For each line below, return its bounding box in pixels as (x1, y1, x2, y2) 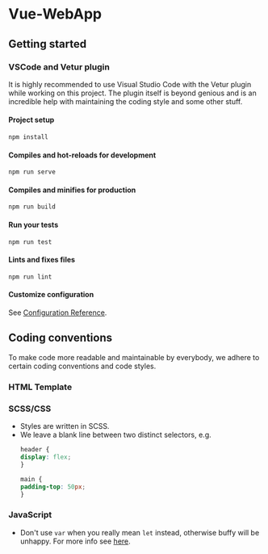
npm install (8, 133, 48, 141)
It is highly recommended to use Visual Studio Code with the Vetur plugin (8, 79, 252, 89)
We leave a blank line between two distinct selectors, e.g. (19, 430, 211, 440)
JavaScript (8, 510, 52, 521)
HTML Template (8, 381, 73, 392)
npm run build (8, 203, 57, 211)
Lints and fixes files (8, 255, 75, 265)
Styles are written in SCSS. (19, 422, 110, 431)
